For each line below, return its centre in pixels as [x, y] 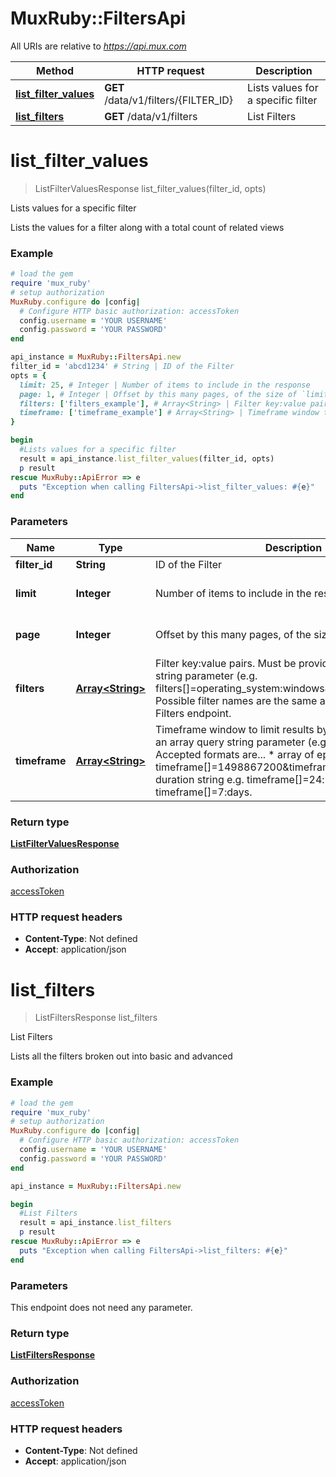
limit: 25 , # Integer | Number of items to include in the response [165, 385]
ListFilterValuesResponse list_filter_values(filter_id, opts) [150, 188]
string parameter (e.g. [206, 675]
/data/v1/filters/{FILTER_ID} [169, 100]
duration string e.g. [199, 779]
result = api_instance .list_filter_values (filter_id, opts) [147, 458]
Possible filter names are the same [236, 700]
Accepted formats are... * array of [234, 754]
